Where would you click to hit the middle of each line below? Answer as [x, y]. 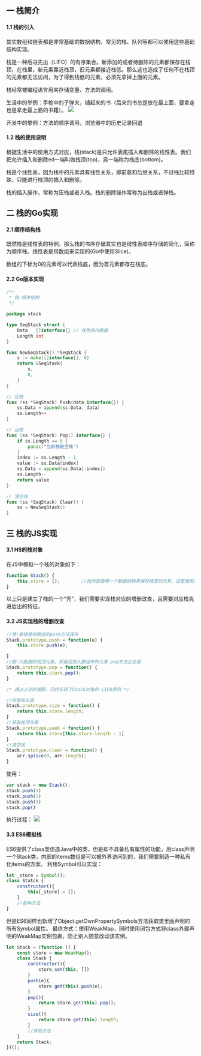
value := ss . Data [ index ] [48, 464]
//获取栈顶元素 [22, 723]
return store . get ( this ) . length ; [78, 1020]
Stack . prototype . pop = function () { [52, 667]
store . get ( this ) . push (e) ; [70, 986]
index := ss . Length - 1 [47, 458]
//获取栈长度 [20, 700]
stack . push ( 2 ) [24, 796]
